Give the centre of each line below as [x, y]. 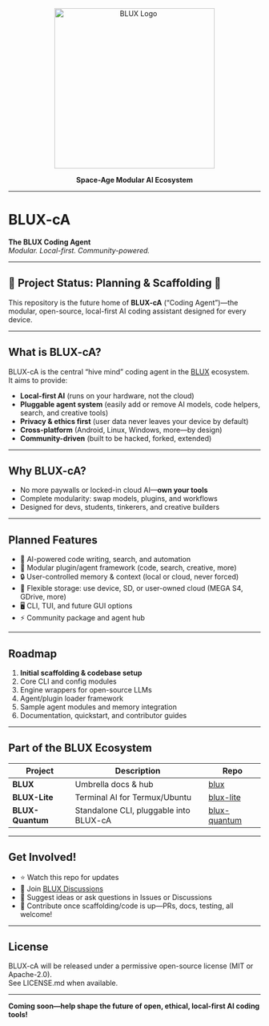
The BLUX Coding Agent [50, 242]
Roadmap [33, 654]
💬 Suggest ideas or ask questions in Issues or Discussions [116, 897]
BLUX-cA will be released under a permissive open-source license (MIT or [131, 966]
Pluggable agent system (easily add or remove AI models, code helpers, [140, 404]
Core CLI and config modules [68, 681]
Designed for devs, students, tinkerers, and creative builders [120, 507]
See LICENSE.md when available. [63, 983]
